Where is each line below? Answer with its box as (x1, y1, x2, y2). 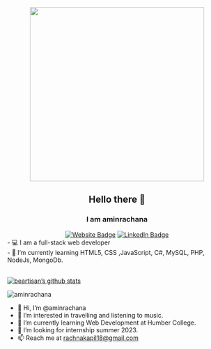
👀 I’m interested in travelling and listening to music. (17, 311, 164, 319)
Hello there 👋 (88, 194, 146, 205)
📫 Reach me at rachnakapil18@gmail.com (17, 334, 139, 342)
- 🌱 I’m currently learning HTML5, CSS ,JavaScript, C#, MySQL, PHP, (7, 248, 205, 256)
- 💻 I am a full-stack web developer (7, 238, 111, 247)
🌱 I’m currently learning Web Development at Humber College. (17, 318, 196, 327)
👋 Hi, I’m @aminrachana (17, 303, 86, 312)
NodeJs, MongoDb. (7, 256, 64, 264)
